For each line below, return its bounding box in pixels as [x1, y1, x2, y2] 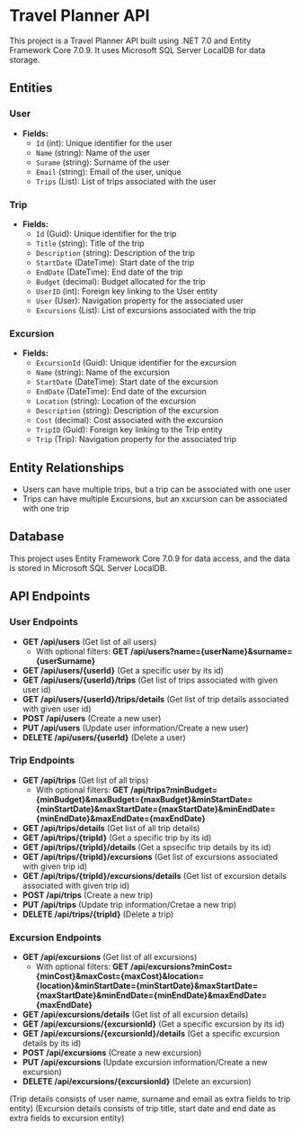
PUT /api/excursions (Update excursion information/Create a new [22, 1057, 268, 1068]
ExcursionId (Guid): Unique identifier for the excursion [35, 358, 236, 368]
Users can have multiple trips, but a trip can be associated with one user [22, 484, 291, 495]
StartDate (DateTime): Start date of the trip [35, 257, 195, 267]
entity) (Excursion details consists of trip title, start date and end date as [9, 1103, 277, 1114]
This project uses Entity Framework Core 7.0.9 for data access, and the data [9, 553, 290, 564]
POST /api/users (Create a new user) [22, 712, 162, 723]
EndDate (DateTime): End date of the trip [35, 267, 183, 277]
